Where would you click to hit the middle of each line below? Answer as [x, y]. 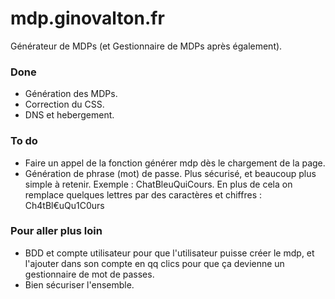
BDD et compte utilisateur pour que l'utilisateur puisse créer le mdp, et [169, 253]
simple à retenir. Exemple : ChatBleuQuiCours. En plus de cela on [158, 184]
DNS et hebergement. [69, 115]
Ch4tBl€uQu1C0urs [64, 205]
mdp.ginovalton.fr [87, 18]
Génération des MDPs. [71, 94]
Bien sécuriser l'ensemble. [79, 284]
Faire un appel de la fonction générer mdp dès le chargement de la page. [175, 163]
